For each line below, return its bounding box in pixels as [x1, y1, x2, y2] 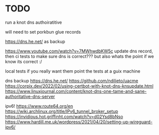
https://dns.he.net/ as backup [5, 38, 65, 45]
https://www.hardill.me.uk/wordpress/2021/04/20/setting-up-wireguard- [5, 119, 153, 125]
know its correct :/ [5, 58, 42, 64]
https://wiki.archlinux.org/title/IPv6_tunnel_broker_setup [5, 108, 118, 114]
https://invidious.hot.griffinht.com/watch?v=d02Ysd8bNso [5, 113, 123, 119]
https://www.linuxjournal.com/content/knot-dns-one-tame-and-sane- [5, 88, 147, 94]
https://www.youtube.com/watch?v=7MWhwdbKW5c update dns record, [5, 48, 153, 54]
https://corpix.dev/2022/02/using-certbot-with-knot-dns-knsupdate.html [5, 83, 154, 89]
